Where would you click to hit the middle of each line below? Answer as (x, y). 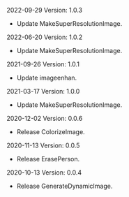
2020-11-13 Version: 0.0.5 (43, 145)
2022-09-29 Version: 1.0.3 (45, 10)
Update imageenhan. (47, 78)
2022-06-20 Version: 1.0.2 (45, 37)
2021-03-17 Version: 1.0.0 (43, 91)
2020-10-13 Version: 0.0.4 (44, 173)
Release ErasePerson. (48, 159)
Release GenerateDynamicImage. (64, 186)
